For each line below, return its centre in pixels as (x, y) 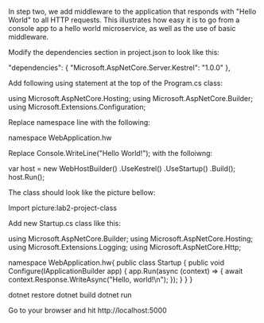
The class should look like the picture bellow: (82, 193)
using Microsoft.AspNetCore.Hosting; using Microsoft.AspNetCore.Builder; (131, 98)
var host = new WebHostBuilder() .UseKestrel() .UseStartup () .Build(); (122, 169)
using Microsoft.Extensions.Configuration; (77, 107)
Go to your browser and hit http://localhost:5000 (87, 310)
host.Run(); (27, 177)
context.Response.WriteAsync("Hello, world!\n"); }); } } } (101, 279)
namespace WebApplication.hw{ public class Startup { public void (116, 263)
